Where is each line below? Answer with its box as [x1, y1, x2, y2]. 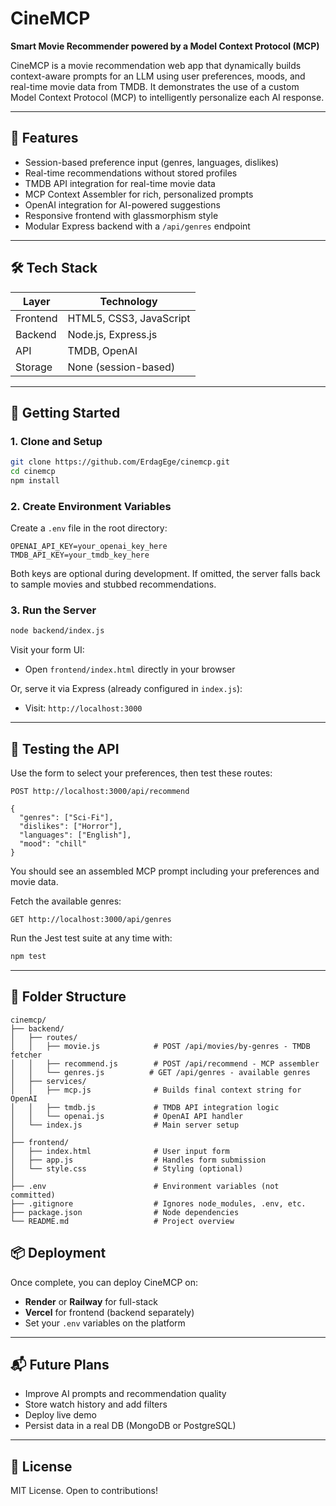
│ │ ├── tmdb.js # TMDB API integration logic [10, 1102, 280, 1112]
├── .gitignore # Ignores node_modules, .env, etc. [10, 1198, 307, 1209]
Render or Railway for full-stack [24, 1295, 158, 1307]
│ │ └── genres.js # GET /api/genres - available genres [10, 1067, 311, 1077]
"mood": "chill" [19, 839, 87, 849]
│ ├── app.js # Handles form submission [10, 1155, 267, 1165]
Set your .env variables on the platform [24, 1317, 186, 1329]
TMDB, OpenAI [67, 343, 138, 357]
